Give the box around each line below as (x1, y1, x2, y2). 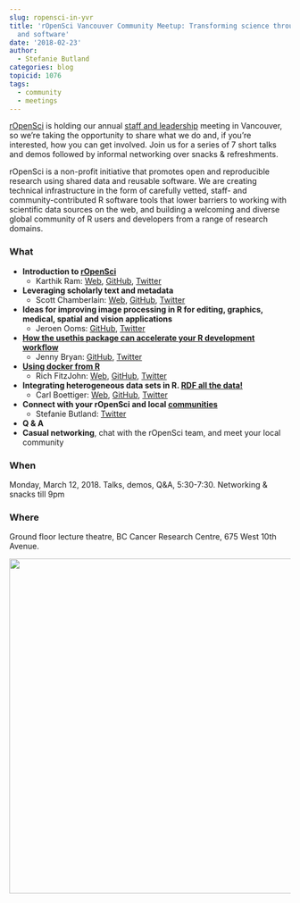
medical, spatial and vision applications (21, 314, 172, 324)
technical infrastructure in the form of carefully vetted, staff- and (9, 185, 247, 196)
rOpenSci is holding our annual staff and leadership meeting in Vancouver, (9, 121, 283, 131)
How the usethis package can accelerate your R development (21, 332, 255, 343)
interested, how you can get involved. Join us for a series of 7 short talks (9, 139, 277, 150)
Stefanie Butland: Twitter (35, 408, 127, 419)
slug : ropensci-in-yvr (9, 13, 94, 22)
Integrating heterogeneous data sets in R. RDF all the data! (21, 380, 244, 390)
